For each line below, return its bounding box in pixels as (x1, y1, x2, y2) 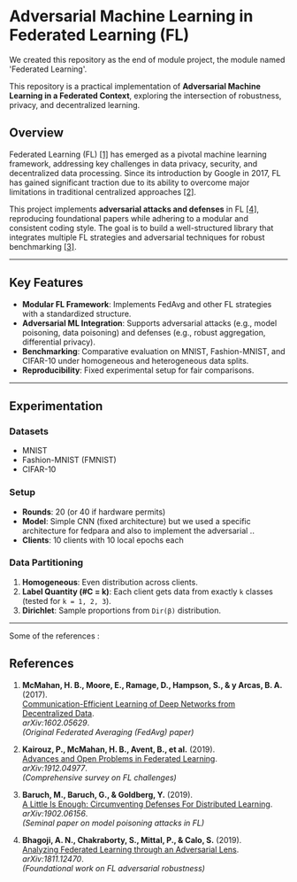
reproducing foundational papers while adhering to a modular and (9, 213, 249, 223)
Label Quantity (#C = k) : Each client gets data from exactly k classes (21, 586, 274, 597)
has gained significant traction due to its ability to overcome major (9, 177, 250, 188)
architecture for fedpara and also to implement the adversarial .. (21, 525, 255, 536)
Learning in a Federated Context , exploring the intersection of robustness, (9, 90, 282, 101)
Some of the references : (9, 631, 100, 641)
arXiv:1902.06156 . (21, 808, 88, 818)
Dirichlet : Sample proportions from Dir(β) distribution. (21, 605, 222, 615)
